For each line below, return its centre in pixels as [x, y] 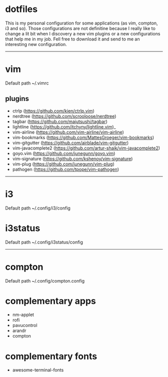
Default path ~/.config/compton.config [45, 280]
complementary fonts [51, 356]
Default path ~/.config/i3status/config [44, 242]
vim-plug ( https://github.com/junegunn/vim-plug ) [63, 164]
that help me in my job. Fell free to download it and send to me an [72, 39]
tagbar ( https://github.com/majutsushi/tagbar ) [60, 121]
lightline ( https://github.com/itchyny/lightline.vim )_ [64, 126]
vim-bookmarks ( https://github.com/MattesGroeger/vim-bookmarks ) [83, 137]
